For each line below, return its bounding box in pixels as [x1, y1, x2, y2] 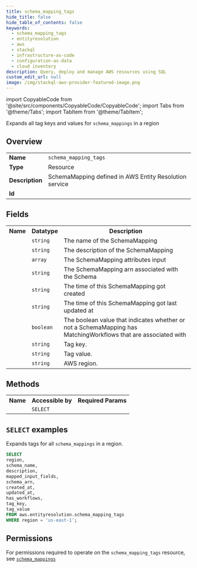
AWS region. [63, 359, 98, 367]
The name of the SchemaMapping [63, 236, 158, 245]
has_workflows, [6, 495, 43, 502]
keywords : [6, 25, 30, 31]
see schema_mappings [6, 555, 56, 562]
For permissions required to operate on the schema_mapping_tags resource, [6, 549, 186, 556]
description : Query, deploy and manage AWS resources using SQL [6, 69, 167, 75]
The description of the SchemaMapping [63, 246, 174, 254]
